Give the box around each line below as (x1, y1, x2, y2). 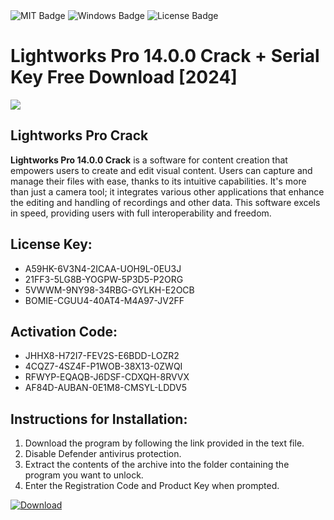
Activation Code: (10, 323, 118, 340)
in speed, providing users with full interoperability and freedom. (10, 207, 272, 219)
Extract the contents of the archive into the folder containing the (24, 459, 290, 471)
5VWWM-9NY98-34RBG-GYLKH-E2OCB (24, 284, 195, 296)
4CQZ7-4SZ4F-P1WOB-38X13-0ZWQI (24, 360, 183, 373)
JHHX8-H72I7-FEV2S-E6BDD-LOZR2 (24, 350, 180, 362)
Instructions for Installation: (10, 410, 188, 428)
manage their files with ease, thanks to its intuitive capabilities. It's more (10, 175, 307, 187)
